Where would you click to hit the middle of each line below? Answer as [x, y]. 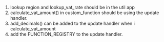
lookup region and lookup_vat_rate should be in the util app [72, 7]
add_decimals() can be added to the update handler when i [72, 23]
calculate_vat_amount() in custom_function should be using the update [85, 13]
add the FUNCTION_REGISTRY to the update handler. [66, 34]
